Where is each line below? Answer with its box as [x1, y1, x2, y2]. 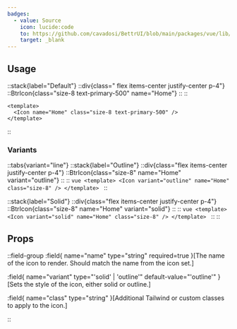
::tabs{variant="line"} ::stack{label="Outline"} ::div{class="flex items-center [7, 161, 228, 169]
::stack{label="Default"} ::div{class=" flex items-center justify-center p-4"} [7, 81, 226, 90]
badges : [7, 10, 30, 18]
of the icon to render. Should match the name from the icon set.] [7, 259, 194, 268]
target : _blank [20, 37, 65, 44]
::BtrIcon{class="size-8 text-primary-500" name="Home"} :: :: [7, 89, 188, 97]
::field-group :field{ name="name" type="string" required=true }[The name [7, 251, 225, 260]
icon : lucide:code [20, 23, 74, 30]
